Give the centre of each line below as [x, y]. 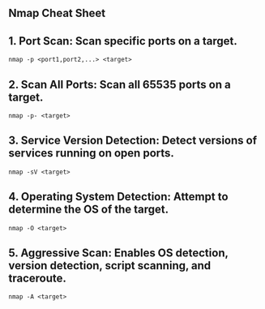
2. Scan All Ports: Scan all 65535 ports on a [120, 84]
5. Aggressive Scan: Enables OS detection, [118, 253]
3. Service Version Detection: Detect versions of [133, 141]
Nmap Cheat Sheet [57, 13]
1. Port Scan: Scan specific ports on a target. [123, 41]
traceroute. [38, 279]
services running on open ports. [91, 153]
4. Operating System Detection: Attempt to [118, 197]
